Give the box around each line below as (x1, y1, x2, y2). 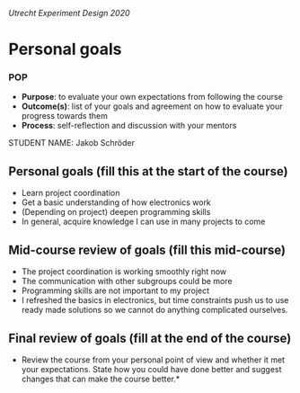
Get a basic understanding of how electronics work (21, 197, 212, 208)
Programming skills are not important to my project (21, 285, 210, 296)
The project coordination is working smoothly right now (21, 266, 227, 277)
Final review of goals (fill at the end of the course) (8, 330, 292, 345)
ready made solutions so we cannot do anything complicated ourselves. (21, 305, 288, 316)
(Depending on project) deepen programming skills (21, 207, 211, 218)
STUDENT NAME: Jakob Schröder (8, 138, 136, 148)
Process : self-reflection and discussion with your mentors (21, 121, 237, 131)
